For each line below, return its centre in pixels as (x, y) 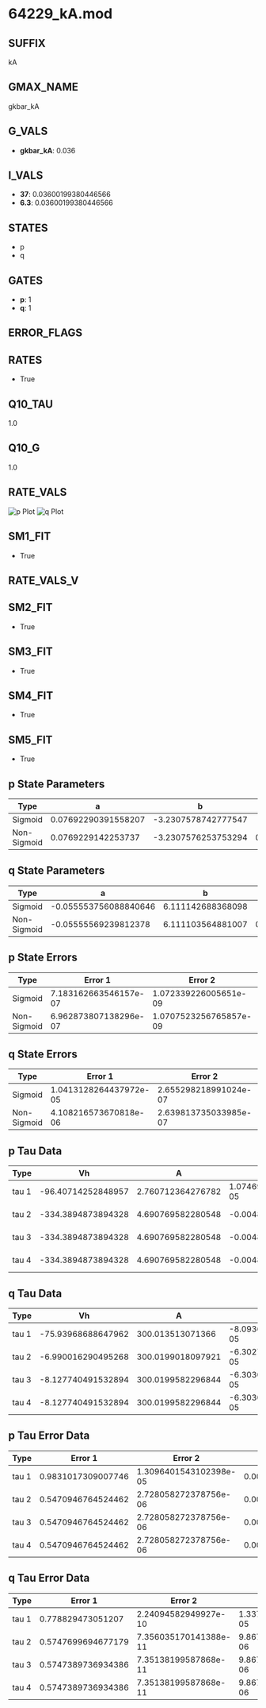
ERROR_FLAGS (46, 333)
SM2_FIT (30, 607)
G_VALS (28, 131)
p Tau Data (35, 1151)
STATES (28, 228)
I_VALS (26, 176)
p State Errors (43, 958)
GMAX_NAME (44, 87)
